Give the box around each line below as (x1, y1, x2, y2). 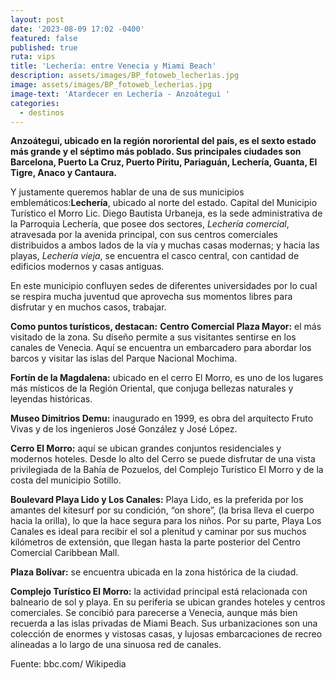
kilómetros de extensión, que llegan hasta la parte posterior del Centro (10, 536, 301, 548)
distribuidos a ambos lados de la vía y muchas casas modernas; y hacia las (10, 239, 320, 251)
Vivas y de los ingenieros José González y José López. (10, 423, 238, 435)
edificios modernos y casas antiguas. (10, 261, 165, 273)
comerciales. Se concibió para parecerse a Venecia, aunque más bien (10, 607, 298, 619)
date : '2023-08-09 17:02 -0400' (10, 24, 145, 34)
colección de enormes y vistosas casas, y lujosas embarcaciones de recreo (10, 628, 323, 640)
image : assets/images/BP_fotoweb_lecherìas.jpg (10, 80, 213, 90)
